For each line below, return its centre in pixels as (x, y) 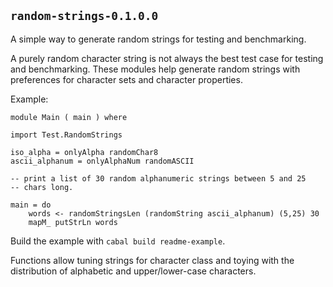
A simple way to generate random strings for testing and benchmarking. (158, 39)
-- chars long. (42, 187)
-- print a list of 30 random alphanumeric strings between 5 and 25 (158, 178)
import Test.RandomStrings (66, 135)
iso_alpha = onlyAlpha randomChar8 (84, 152)
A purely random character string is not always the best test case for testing (167, 58)
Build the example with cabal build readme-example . (118, 241)
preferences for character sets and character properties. (126, 79)
